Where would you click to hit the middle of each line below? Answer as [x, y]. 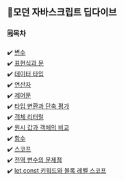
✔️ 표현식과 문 [26, 63]
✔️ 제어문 [19, 95]
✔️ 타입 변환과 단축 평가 [38, 106]
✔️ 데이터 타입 [26, 74]
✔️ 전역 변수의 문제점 [35, 160]
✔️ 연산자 [19, 84]
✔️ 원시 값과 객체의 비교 [38, 127]
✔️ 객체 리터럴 [26, 116]
